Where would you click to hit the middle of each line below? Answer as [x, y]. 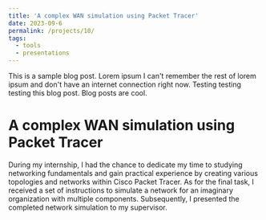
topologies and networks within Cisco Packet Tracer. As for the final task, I [131, 181]
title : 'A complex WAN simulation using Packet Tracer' [103, 16]
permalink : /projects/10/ [51, 31]
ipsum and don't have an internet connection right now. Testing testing [125, 84]
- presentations [42, 53]
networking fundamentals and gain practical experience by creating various [133, 173]
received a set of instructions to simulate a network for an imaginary [121, 190]
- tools [28, 46]
